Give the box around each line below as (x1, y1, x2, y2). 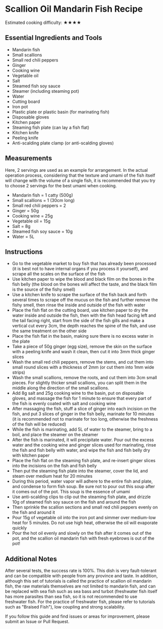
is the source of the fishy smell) (12, 286, 75, 292)
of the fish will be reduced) (12, 421, 67, 427)
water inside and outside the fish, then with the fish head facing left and (12, 312, 156, 318)
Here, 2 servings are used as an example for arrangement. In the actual (5, 167, 148, 173)
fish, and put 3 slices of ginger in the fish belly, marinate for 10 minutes (12, 411, 155, 417)
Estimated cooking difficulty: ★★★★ (5, 20, 81, 25)
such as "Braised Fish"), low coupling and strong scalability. (5, 604, 126, 610)
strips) (12, 369, 25, 375)
